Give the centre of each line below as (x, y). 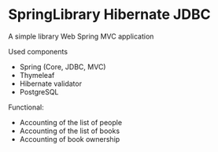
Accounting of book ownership (70, 139)
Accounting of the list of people (71, 122)
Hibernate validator (51, 83)
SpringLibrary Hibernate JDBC (109, 15)
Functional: (26, 107)
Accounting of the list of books (70, 131)
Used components (38, 51)
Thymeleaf (37, 75)
